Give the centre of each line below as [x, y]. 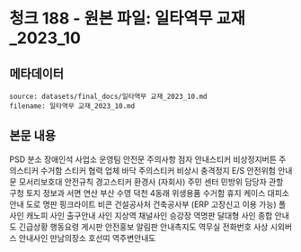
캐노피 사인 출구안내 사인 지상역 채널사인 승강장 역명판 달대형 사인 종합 [149, 215]
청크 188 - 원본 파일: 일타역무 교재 [127, 18]
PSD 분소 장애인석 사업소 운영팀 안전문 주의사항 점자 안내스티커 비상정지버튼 [143, 159]
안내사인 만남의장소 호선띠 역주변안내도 [87, 238]
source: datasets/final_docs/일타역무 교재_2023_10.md [108, 96]
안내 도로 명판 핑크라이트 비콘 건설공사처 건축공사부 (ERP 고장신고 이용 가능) [143, 204]
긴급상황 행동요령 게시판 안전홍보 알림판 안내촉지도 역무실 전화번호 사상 [143, 227]
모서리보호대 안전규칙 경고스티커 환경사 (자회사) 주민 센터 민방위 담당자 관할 [151, 182]
